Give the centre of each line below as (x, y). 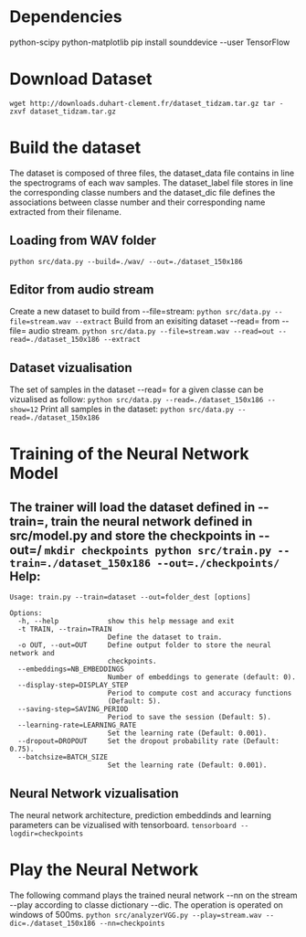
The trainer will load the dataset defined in (132, 507)
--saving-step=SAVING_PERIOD (73, 709)
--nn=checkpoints (132, 923)
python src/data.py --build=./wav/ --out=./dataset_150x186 (127, 261)
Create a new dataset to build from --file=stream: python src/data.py (140, 312)
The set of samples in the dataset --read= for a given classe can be (137, 389)
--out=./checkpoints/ (218, 563)
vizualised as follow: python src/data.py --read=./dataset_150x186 (137, 399)
